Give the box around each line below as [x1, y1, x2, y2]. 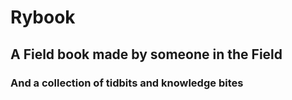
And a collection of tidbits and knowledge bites [10, 76, 244, 90]
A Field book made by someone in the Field [10, 46, 283, 63]
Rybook [10, 6, 76, 29]
